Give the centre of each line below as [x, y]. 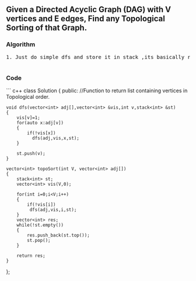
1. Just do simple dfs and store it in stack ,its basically [95, 57]
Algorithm [21, 44]
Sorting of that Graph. [47, 28]
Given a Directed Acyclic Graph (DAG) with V [89, 10]
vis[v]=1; [29, 117]
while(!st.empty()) [40, 225]
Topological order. [28, 96]
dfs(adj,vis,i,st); [53, 210]
